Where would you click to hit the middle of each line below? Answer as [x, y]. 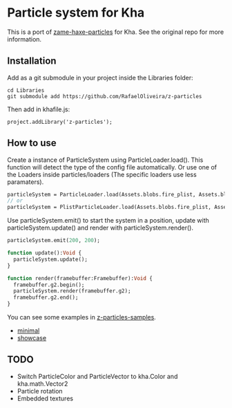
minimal [28, 331]
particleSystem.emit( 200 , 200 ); [54, 241]
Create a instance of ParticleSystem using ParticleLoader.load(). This [105, 160]
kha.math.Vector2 [42, 383]
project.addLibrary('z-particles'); [60, 122]
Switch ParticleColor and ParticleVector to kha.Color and [97, 376]
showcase [32, 338]
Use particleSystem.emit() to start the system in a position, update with [108, 221]
